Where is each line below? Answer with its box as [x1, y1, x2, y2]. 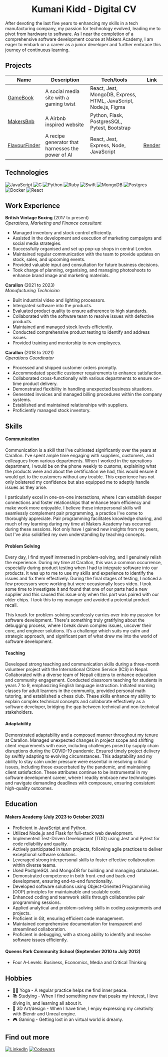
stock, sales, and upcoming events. [12, 256, 85, 262]
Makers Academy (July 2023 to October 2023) [5, 814, 104, 820]
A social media [45, 88, 80, 95]
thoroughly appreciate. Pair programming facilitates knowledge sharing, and [5, 515, 162, 521]
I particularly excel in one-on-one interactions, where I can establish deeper [5, 494, 161, 500]
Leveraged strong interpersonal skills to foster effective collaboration [12, 857, 155, 863]
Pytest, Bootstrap [89, 124, 131, 131]
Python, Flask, [89, 111, 123, 118]
